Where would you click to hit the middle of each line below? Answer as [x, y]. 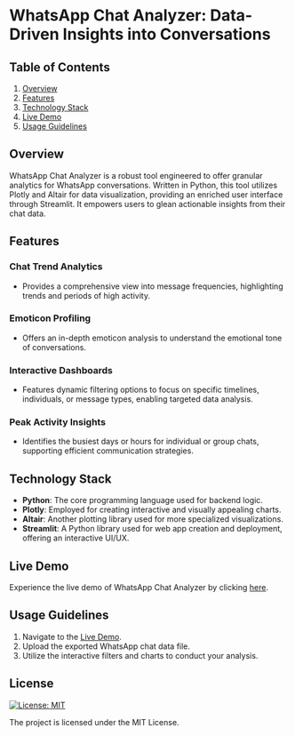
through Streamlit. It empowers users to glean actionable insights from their [147, 204]
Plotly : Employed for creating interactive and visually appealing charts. [151, 510]
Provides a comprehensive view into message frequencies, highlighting [152, 286]
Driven [34, 34]
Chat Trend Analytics [56, 267]
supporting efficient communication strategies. [108, 451]
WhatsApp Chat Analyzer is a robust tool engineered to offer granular [136, 175]
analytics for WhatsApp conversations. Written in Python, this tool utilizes [144, 185]
